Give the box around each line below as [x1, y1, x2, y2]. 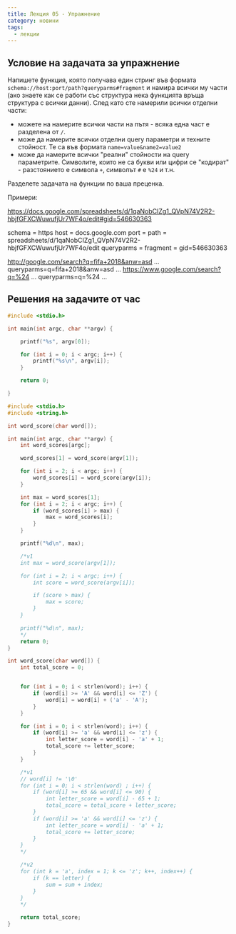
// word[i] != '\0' [20, 775, 78, 783]
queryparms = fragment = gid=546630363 [101, 243, 228, 252]
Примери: [7, 194, 38, 202]
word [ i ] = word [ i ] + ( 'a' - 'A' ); [45, 696, 148, 703]
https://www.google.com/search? [122, 265, 221, 273]
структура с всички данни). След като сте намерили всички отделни [7, 99, 218, 107]
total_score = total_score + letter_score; [45, 802, 177, 809]
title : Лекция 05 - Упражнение [7, 10, 101, 18]
